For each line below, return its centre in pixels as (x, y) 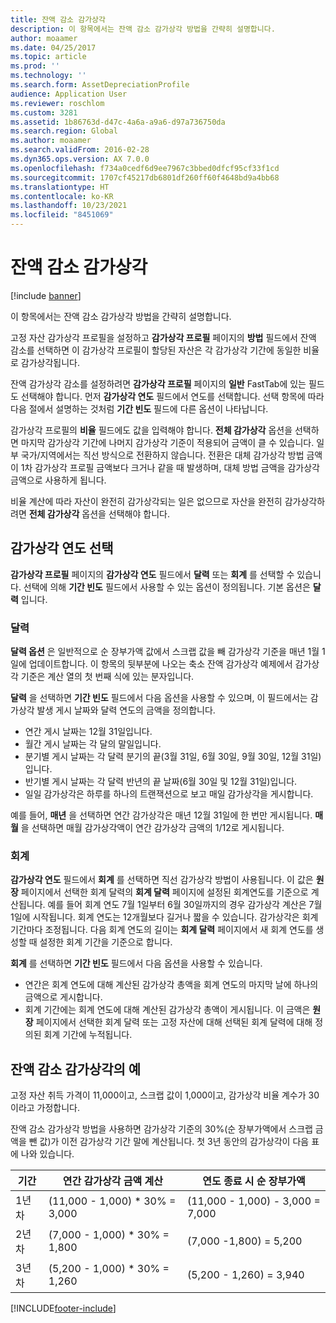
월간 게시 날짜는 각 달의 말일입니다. (93, 744)
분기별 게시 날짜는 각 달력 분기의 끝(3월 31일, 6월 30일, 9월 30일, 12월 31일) (173, 757)
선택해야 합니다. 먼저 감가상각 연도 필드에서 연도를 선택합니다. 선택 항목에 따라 (172, 396)
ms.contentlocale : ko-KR (62, 196)
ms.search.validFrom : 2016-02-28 (80, 150)
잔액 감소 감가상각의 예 (76, 1069)
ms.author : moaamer (51, 141)
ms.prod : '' (35, 66)
